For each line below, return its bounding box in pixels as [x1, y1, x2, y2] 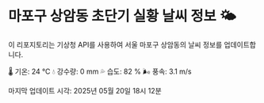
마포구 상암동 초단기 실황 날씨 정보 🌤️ [8, 7, 236, 25]
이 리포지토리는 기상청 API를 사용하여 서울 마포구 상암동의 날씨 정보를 [8, 40, 223, 49]
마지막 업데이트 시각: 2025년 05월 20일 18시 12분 [8, 86, 163, 95]
